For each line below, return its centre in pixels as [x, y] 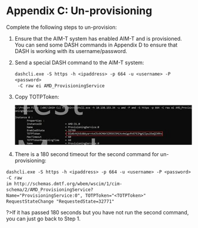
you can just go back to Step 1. [43, 219]
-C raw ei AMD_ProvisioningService [61, 86]
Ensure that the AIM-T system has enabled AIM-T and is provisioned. [98, 38]
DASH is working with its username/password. [71, 51]
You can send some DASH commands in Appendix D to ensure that [96, 45]
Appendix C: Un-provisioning [79, 11]
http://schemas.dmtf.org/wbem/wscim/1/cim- [68, 184]
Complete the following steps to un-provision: [62, 27]
